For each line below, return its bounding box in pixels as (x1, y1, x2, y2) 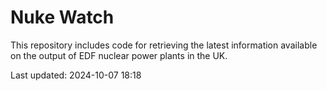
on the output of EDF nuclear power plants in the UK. (10, 49, 228, 61)
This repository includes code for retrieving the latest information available (10, 39, 318, 51)
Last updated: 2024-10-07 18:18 (10, 69, 142, 81)
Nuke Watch (10, 6, 115, 29)
